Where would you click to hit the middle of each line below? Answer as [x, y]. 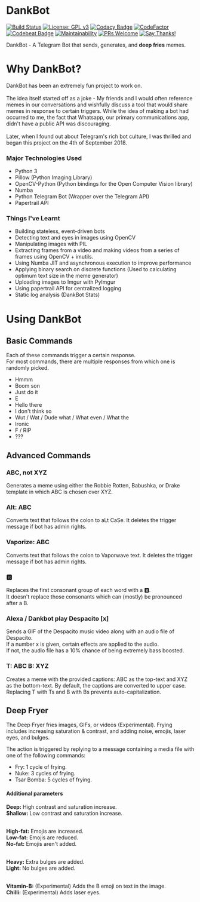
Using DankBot [44, 319]
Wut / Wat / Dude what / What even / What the [72, 418]
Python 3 [26, 171]
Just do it [26, 392]
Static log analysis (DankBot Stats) [57, 295]
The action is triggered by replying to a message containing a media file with [100, 749]
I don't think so [33, 411]
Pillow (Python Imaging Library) [53, 177]
